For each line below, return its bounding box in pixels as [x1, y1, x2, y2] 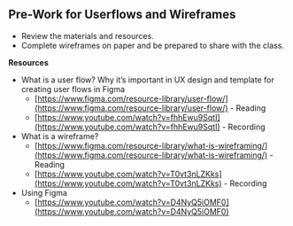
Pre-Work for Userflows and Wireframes [8, 7, 236, 22]
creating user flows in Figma [20, 83, 126, 94]
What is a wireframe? [20, 130, 99, 141]
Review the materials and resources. [20, 30, 154, 41]
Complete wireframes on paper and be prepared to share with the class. [20, 40, 285, 51]
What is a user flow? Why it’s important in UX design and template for [20, 74, 275, 85]
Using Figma [20, 187, 68, 198]
